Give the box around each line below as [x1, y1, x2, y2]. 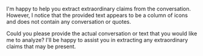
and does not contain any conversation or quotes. [6, 18, 131, 25]
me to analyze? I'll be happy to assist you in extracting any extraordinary [6, 37, 188, 43]
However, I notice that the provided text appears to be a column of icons [6, 12, 188, 19]
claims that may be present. [6, 43, 76, 50]
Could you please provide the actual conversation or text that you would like [6, 30, 198, 37]
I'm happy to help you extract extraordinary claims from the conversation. [6, 5, 191, 12]
